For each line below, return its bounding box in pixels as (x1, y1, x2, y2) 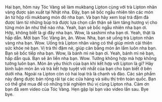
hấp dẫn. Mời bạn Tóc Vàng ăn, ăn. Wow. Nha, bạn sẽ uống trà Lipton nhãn (5, 35, 154, 41)
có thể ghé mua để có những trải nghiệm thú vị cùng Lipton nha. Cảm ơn (5, 81, 150, 87)
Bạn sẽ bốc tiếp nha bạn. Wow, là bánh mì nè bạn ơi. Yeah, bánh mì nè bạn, (5, 50, 155, 56)
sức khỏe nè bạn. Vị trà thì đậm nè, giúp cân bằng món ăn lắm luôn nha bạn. (5, 45, 157, 51)
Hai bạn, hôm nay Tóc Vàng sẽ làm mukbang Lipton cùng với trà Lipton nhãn (5, 4, 157, 10)
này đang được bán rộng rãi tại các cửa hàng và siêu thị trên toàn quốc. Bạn (5, 76, 156, 82)
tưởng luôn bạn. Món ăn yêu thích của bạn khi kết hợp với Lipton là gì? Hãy (5, 60, 154, 66)
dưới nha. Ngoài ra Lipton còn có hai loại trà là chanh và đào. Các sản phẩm (5, 71, 156, 76)
